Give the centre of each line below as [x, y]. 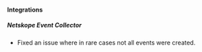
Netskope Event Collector [45, 25]
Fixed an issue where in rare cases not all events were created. [106, 42]
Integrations [25, 10]
